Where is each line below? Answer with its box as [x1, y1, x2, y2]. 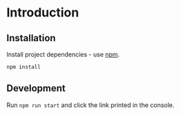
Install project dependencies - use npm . [6, 50, 120, 58]
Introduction [6, 5, 79, 21]
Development [6, 82, 66, 94]
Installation [6, 32, 56, 44]
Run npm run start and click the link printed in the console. [6, 101, 175, 109]
